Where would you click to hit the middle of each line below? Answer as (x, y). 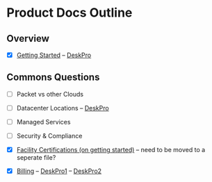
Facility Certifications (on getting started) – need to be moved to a (111, 150)
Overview (28, 39)
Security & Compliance (49, 136)
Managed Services (43, 122)
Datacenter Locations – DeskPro (63, 108)
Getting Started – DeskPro (54, 55)
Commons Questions (53, 77)
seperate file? (36, 158)
